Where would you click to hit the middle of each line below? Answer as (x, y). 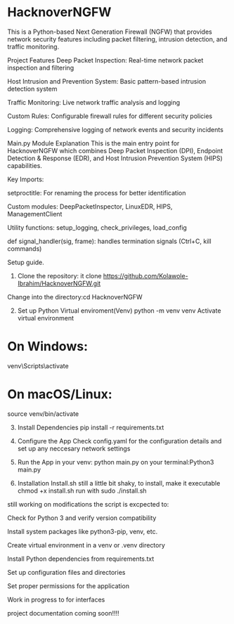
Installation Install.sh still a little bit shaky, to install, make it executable (119, 483)
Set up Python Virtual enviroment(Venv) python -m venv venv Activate (119, 311)
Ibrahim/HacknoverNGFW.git (59, 283)
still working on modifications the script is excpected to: (88, 504)
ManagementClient (35, 214)
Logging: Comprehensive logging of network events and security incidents (115, 129)
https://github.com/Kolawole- (145, 275)
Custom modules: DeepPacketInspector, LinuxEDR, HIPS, (90, 206)
